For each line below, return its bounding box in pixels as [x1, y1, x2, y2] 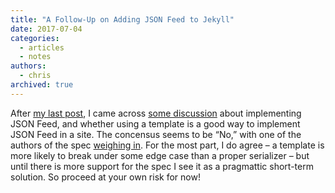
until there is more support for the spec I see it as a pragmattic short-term [10, 160, 314, 172]
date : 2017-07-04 [10, 24, 83, 34]
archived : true [10, 80, 74, 90]
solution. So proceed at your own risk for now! [10, 171, 201, 183]
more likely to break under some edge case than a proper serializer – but [10, 149, 310, 161]
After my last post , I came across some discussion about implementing [10, 107, 302, 119]
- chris [19, 71, 52, 81]
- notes [19, 52, 52, 62]
